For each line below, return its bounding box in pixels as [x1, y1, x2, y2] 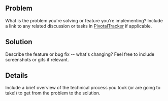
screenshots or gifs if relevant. [5, 56, 70, 62]
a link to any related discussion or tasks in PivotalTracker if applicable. [5, 23, 152, 29]
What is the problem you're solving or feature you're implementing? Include [5, 17, 163, 23]
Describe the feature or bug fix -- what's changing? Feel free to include [5, 51, 155, 57]
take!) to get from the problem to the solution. [5, 90, 100, 96]
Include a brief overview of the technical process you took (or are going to [5, 85, 161, 91]
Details [5, 71, 28, 80]
